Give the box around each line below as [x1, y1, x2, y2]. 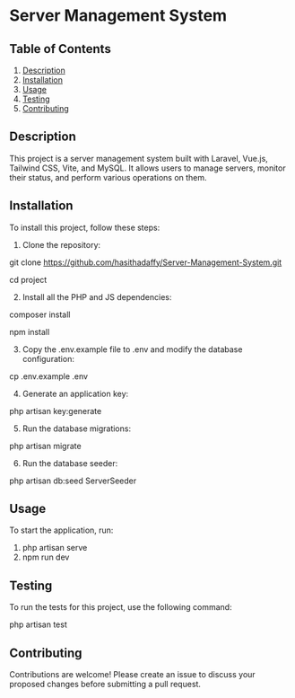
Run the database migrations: [22, 423, 132, 434]
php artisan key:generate [9, 405, 102, 416]
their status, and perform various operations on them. [9, 172, 208, 182]
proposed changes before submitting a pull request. [9, 679, 202, 690]
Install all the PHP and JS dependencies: [22, 291, 172, 302]
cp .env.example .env [9, 370, 88, 382]
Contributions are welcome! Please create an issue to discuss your [9, 669, 256, 680]
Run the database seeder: [22, 457, 118, 468]
